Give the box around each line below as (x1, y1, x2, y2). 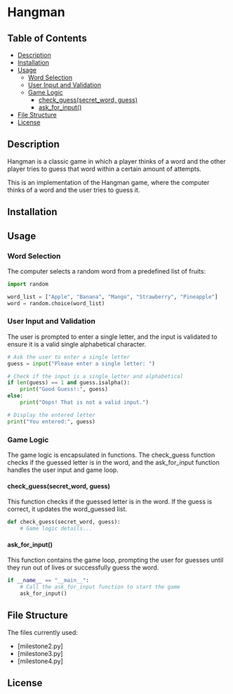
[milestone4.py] (17, 657, 63, 665)
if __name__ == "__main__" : (7, 577, 90, 584)
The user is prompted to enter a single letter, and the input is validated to (7, 332, 218, 341)
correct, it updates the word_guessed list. (7, 505, 128, 513)
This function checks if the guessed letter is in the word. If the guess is (7, 497, 213, 506)
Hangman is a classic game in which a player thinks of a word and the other (7, 157, 226, 165)
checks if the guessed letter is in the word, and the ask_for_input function (7, 458, 220, 466)
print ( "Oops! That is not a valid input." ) (20, 399, 149, 406)
